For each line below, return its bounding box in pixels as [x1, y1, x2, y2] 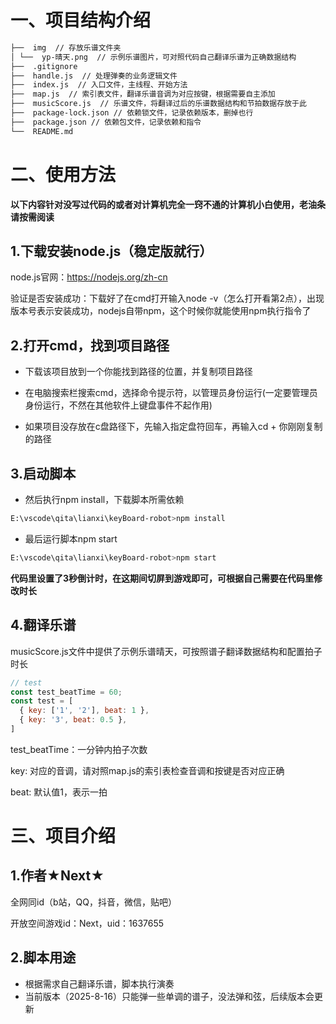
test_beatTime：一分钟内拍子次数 [10, 743, 148, 755]
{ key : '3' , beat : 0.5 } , [19, 715, 128, 725]
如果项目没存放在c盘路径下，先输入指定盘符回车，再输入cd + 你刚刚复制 [24, 421, 323, 433]
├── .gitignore [10, 61, 78, 71]
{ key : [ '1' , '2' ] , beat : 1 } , [19, 706, 150, 716]
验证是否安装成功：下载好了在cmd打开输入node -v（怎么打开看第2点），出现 [10, 292, 325, 305]
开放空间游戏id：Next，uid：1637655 [10, 917, 165, 929]
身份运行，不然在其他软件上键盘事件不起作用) [24, 399, 213, 411]
